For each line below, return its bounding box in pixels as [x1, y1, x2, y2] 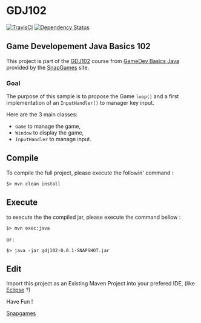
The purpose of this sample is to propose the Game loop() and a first [6, 93, 179, 100]
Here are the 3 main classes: [6, 111, 77, 118]
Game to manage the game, [15, 122, 81, 130]
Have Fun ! [6, 298, 33, 305]
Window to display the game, [15, 129, 84, 136]
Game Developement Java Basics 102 [6, 41, 151, 52]
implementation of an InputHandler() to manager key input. [6, 99, 154, 107]
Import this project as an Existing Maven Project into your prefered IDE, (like [6, 280, 196, 287]
